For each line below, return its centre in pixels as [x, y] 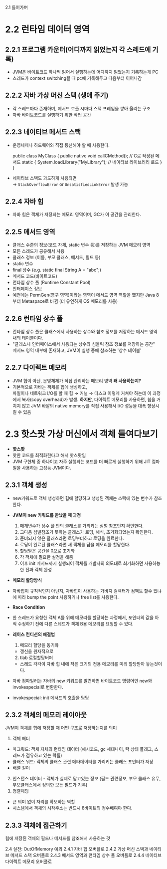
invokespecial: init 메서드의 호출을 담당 [51, 698]
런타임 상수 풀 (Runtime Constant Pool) [51, 283]
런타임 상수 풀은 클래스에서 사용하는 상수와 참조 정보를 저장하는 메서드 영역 [85, 332]
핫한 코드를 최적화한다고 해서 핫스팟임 [49, 455]
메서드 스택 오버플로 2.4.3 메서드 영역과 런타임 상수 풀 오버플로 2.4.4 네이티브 [86, 855]
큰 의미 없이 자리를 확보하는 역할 [44, 802]
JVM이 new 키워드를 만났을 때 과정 [47, 515]
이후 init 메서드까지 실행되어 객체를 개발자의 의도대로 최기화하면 [82, 563]
